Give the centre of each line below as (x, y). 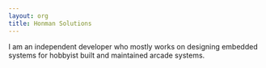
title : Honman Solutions (50, 23)
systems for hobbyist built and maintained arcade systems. (107, 55)
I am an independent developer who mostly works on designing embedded (133, 46)
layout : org (28, 16)
